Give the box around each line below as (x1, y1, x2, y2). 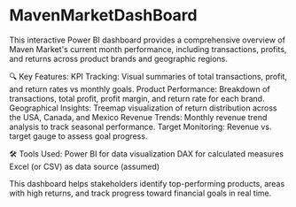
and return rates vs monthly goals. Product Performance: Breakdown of (9, 83, 270, 94)
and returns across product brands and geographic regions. (9, 53, 228, 64)
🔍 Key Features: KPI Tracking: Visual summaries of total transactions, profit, (9, 71, 288, 81)
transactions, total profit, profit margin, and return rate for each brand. (9, 93, 265, 103)
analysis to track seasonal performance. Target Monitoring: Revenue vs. (9, 121, 272, 132)
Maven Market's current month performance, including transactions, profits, (9, 43, 287, 54)
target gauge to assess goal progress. (9, 130, 148, 142)
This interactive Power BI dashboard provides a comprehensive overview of (9, 34, 286, 45)
